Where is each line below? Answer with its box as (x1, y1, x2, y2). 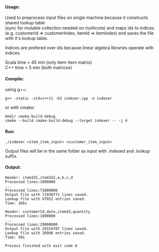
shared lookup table (5, 20, 45, 26)
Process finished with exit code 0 (5, 243, 78, 248)
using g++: (5, 87, 27, 93)
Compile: (5, 76, 24, 81)
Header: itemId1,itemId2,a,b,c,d (5, 175, 73, 180)
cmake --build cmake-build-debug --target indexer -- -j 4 (5, 118, 128, 123)
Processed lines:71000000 (5, 188, 58, 193)
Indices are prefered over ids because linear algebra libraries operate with (5, 45, 154, 51)
